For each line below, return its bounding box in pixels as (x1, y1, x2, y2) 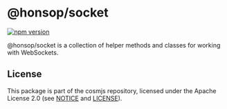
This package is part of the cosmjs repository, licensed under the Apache (7, 86, 217, 95)
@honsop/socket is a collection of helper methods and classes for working (7, 41, 221, 49)
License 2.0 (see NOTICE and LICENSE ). (7, 94, 122, 102)
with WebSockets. (7, 48, 59, 57)
